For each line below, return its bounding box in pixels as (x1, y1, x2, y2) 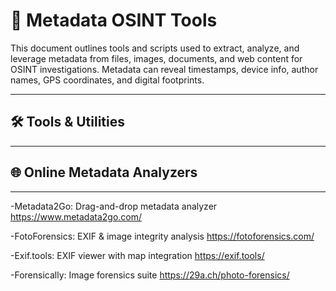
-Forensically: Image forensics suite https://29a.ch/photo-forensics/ (10, 269, 290, 281)
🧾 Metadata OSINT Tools (10, 9, 218, 32)
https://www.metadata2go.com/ (10, 210, 143, 223)
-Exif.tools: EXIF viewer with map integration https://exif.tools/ (10, 249, 265, 261)
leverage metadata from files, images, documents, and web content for (10, 52, 303, 64)
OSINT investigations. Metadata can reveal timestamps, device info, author (10, 63, 319, 75)
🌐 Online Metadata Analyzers (10, 164, 198, 181)
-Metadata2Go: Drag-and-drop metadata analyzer (10, 200, 218, 212)
